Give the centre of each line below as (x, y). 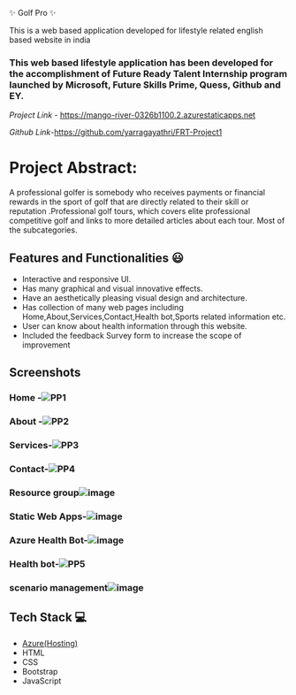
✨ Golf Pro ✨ (33, 13)
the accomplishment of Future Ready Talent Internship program (148, 73)
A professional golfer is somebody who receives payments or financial (137, 193)
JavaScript (42, 681)
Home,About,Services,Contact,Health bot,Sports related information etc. (154, 317)
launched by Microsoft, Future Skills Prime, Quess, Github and (145, 85)
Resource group (44, 493)
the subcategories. (43, 230)
